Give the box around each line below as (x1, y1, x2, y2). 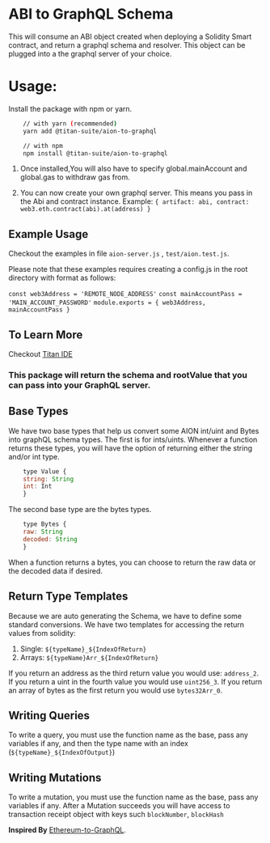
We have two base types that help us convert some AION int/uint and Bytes (8, 426, 259, 435)
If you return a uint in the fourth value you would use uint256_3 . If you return (8, 676, 263, 686)
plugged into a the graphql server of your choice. (8, 49, 172, 58)
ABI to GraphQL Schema (8, 5, 174, 23)
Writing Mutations (8, 770, 102, 785)
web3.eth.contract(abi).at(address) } (19, 205, 151, 214)
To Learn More (8, 328, 83, 341)
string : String (23, 475, 74, 483)
